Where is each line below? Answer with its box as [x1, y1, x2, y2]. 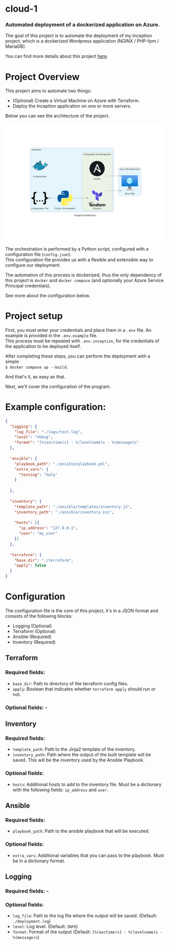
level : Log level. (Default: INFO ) [12, 924, 78, 930]
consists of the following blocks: [5, 613, 73, 619]
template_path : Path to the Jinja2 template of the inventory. [12, 746, 136, 752]
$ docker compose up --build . [5, 364, 68, 370]
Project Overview [5, 71, 80, 83]
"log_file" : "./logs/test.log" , [14, 429, 82, 434]
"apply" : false [14, 563, 47, 568]
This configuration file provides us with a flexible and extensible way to [5, 257, 153, 263]
